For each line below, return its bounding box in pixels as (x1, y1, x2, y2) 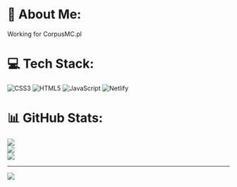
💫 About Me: (7, 6, 82, 23)
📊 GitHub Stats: (7, 110, 104, 126)
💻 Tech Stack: (7, 56, 95, 72)
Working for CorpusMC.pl (7, 30, 83, 38)
